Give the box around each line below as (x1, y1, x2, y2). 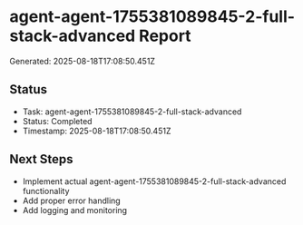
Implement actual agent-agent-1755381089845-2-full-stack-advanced (22, 175, 287, 187)
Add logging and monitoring (22, 204, 128, 215)
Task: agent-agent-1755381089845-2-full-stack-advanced (22, 106, 242, 117)
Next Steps (9, 152, 73, 167)
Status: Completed (22, 115, 93, 126)
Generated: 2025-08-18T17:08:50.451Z (9, 55, 156, 66)
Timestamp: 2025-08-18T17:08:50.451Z (22, 125, 171, 136)
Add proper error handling (22, 195, 121, 206)
